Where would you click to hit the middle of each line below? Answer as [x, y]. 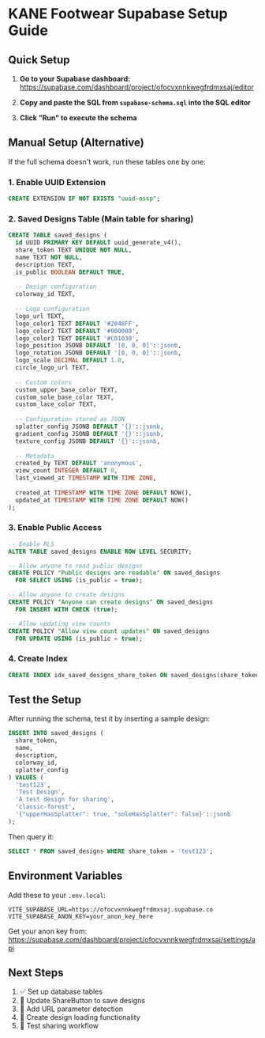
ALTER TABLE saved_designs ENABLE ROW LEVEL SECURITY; [100, 551]
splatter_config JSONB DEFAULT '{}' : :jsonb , [90, 427]
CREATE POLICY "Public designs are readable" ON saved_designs [114, 573]
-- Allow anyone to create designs [67, 595]
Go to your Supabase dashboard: [75, 79]
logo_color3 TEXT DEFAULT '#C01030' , [77, 338]
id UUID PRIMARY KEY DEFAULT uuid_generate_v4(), [98, 243]
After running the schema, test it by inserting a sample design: [109, 719]
